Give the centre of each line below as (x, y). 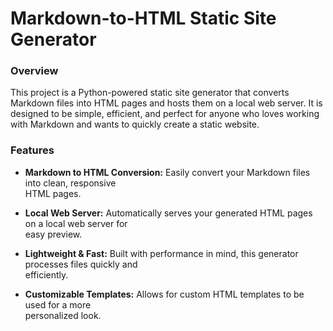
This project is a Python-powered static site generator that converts (150, 93)
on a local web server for (76, 223)
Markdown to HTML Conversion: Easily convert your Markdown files (167, 172)
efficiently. (46, 274)
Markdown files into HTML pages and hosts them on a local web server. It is (166, 103)
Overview (34, 71)
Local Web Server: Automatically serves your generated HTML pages (168, 213)
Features (32, 150)
